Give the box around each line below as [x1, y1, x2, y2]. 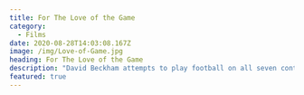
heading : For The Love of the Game [9, 55, 144, 64]
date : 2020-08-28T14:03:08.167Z [9, 38, 131, 48]
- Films [17, 30, 47, 39]
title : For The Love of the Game [9, 13, 136, 23]
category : [9, 22, 47, 31]
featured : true [9, 72, 67, 81]
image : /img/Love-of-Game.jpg [9, 47, 124, 56]
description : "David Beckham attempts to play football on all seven [9, 64, 278, 73]
